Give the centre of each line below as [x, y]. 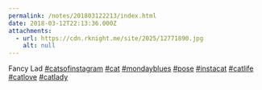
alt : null [40, 46]
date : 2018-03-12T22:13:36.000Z [62, 23]
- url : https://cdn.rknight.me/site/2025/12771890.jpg [110, 38]
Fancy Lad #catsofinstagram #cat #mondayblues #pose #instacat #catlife [131, 68]
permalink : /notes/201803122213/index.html [83, 16]
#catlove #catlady [38, 77]
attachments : [30, 31]
